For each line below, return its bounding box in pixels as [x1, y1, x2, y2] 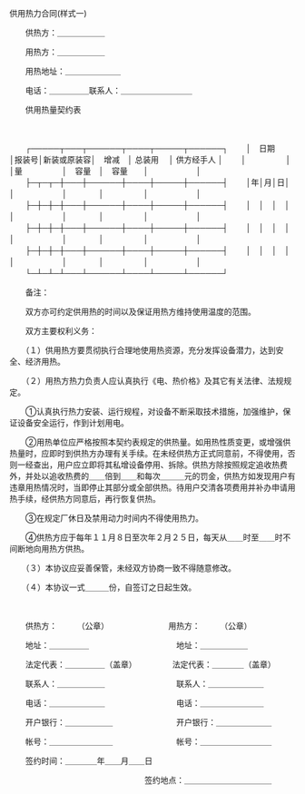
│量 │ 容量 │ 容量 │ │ [9, 166, 202, 176]
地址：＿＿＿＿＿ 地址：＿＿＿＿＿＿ [25, 640, 248, 651]
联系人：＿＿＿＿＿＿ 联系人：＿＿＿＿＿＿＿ [25, 679, 264, 689]
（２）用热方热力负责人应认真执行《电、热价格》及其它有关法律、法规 [25, 376, 284, 386]
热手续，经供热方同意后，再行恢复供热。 [9, 494, 161, 504]
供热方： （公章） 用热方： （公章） [25, 621, 252, 631]
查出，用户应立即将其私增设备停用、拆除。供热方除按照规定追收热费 [33, 459, 288, 470]
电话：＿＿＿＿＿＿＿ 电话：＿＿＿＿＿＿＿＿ [25, 698, 264, 708]
